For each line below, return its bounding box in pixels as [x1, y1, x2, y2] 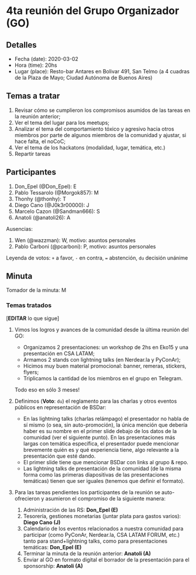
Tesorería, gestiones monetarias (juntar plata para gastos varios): [23, 512, 181, 519]
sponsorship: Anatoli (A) [23, 562, 83, 569]
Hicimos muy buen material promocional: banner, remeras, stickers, [23, 362, 187, 369]
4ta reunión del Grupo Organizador [6, 4, 180, 18]
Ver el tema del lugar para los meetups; [14, 119, 110, 126]
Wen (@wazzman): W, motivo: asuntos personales [14, 236, 136, 244]
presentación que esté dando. [23, 452, 96, 460]
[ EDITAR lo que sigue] [6, 315, 60, 322]
